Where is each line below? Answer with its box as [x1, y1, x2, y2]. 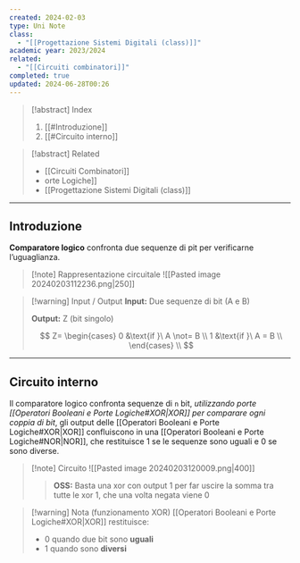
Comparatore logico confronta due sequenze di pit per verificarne [9, 242, 254, 253]
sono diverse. [9, 446, 60, 457]
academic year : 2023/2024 [9, 46, 105, 55]
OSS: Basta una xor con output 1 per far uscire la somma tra [53, 480, 274, 492]
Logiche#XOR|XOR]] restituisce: [30, 517, 150, 527]
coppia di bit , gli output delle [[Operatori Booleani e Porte [9, 417, 221, 428]
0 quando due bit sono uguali [44, 534, 154, 545]
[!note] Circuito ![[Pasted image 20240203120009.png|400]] [30, 463, 255, 474]
